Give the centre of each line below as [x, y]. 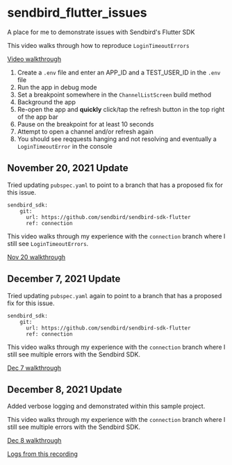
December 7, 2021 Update [64, 279]
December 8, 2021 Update [65, 390]
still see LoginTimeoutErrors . [48, 243]
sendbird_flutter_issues [77, 13]
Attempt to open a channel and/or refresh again [85, 131]
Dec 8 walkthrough [34, 441]
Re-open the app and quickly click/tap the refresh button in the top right [121, 109]
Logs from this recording [43, 454]
